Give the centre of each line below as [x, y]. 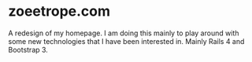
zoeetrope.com [59, 11]
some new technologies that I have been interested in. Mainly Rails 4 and [126, 41]
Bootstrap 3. [28, 49]
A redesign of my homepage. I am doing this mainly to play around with [124, 33]
